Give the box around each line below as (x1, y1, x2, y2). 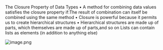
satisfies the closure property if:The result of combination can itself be (5, 9, 148, 15)
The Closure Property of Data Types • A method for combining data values (5, 4, 157, 10)
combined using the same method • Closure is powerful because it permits (5, 15, 157, 20)
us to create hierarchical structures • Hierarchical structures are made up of (5, 19, 159, 25)
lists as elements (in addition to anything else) (5, 30, 98, 35)
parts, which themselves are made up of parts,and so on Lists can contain (5, 25, 155, 31)
